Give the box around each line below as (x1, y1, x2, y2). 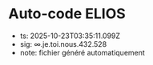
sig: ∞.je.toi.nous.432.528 (19, 39, 107, 48)
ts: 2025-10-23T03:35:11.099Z (19, 31, 121, 40)
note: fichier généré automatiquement (19, 48, 146, 57)
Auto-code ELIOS (8, 5, 126, 23)
